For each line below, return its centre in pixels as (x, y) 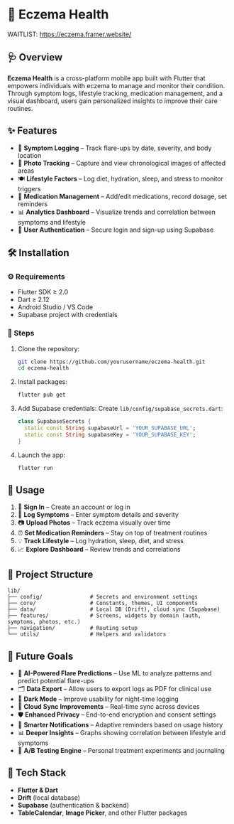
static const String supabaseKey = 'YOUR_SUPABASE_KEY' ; (110, 434)
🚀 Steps (21, 333)
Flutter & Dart (38, 790)
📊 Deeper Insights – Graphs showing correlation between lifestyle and (121, 732)
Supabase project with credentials (68, 315)
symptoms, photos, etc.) (44, 622)
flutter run (35, 468)
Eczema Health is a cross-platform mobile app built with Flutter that (106, 78)
